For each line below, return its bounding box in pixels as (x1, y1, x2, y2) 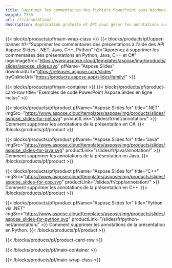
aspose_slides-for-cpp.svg (5, 179, 62, 185)
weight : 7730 (5, 12, 33, 17)
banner (5, 42, 20, 48)
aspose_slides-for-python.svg (5, 216, 69, 222)
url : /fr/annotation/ (5, 17, 52, 22)
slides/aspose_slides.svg (5, 63, 58, 69)
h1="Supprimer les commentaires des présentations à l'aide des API (21, 42, 165, 48)
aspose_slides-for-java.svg (5, 147, 62, 154)
